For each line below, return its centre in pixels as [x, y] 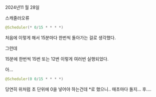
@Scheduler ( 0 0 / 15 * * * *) [34, 79]
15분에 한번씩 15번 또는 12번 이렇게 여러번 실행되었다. [57, 58]
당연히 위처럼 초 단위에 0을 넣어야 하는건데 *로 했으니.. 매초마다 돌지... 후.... [78, 89]
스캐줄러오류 [17, 18]
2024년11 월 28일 [22, 7]
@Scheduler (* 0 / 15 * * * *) [34, 27]
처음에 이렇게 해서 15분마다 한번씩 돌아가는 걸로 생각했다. [61, 37]
